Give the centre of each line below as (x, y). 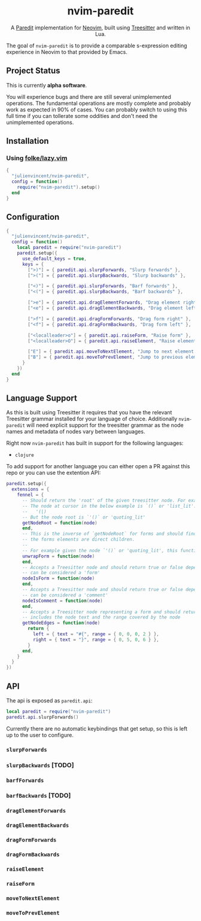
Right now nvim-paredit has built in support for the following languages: (95, 443)
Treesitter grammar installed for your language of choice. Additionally (92, 419)
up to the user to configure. (40, 735)
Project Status (33, 71)
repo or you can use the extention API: (54, 473)
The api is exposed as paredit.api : (49, 701)
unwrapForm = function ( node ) (58, 556)
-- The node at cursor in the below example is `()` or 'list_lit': (109, 506)
